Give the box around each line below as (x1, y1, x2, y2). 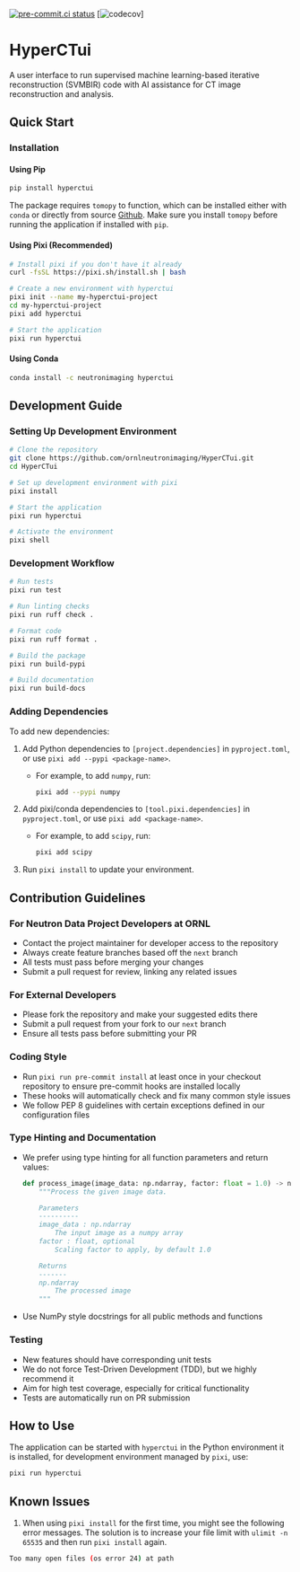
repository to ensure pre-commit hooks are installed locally (21, 1081, 241, 1091)
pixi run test (9, 586, 63, 595)
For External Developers (9, 988, 116, 1001)
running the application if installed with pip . (9, 219, 169, 230)
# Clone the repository (9, 446, 99, 455)
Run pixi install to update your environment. (21, 864, 194, 875)
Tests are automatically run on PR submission (21, 1392, 191, 1403)
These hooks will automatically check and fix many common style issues (21, 1090, 291, 1100)
